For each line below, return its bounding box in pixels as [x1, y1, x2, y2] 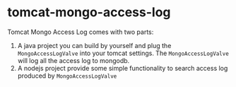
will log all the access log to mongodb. [17, 56, 130, 64]
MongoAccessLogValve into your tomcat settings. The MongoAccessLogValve [17, 49, 230, 57]
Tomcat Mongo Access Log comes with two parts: [7, 28, 154, 36]
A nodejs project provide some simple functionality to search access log [17, 64, 228, 72]
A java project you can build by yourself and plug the [17, 41, 172, 50]
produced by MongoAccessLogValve [17, 71, 117, 80]
